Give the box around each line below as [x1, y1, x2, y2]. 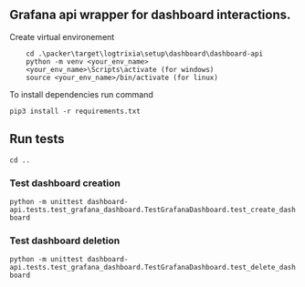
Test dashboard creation [9, 177, 121, 190]
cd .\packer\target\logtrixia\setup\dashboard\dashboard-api [26, 49, 263, 58]
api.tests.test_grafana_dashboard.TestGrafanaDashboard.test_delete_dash [9, 263, 297, 272]
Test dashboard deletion [9, 234, 121, 247]
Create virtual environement [9, 31, 115, 42]
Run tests [9, 131, 65, 147]
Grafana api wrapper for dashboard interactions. [9, 7, 291, 23]
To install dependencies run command [9, 88, 153, 99]
